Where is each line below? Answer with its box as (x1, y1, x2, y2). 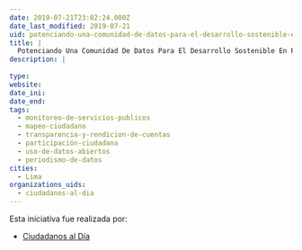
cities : (9, 164, 39, 173)
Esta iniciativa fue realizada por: (9, 213, 128, 224)
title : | (9, 38, 42, 48)
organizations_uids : (9, 181, 87, 190)
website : (9, 80, 42, 89)
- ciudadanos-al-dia (17, 189, 94, 198)
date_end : (9, 96, 47, 106)
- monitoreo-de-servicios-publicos (17, 113, 151, 122)
